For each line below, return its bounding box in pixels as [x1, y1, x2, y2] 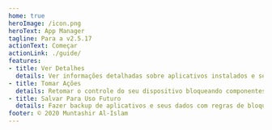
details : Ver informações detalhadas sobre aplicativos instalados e [15, 72, 255, 80]
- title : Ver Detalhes [8, 65, 85, 73]
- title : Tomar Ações [8, 79, 82, 87]
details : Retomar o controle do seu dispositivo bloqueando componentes [15, 86, 266, 95]
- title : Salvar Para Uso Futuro [8, 94, 121, 103]
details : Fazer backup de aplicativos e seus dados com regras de [15, 102, 244, 110]
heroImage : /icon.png [8, 19, 82, 27]
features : [8, 57, 42, 65]
